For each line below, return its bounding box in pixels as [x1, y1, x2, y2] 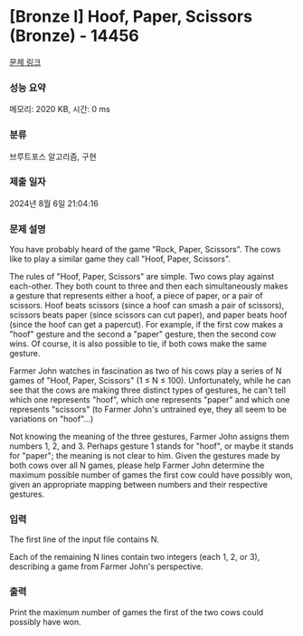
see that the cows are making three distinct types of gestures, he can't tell [9, 384, 287, 395]
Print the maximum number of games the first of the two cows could [9, 606, 264, 617]
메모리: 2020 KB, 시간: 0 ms [9, 104, 110, 115]
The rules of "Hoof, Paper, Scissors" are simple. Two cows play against [9, 271, 275, 282]
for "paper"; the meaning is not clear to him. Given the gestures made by [9, 451, 280, 461]
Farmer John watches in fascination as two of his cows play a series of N [9, 365, 282, 376]
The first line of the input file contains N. [9, 534, 160, 545]
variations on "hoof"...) [9, 413, 94, 424]
